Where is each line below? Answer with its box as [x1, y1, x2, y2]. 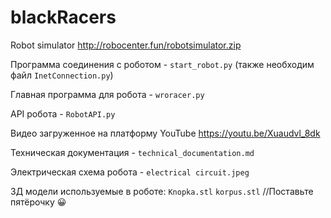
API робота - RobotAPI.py [10, 107, 116, 120]
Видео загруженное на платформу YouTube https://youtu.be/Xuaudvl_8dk [10, 127, 321, 139]
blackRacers [10, 6, 117, 29]
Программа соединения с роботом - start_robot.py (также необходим [10, 58, 315, 70]
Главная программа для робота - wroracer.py [10, 88, 205, 100]
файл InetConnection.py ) [10, 69, 114, 81]
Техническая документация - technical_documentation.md [10, 146, 255, 158]
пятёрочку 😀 [10, 196, 67, 208]
